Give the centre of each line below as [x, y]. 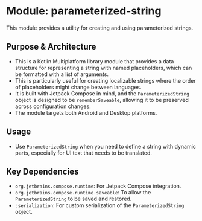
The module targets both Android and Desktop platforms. [86, 112]
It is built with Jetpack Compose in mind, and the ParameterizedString [102, 93]
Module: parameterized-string [84, 11]
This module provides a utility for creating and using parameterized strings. [100, 28]
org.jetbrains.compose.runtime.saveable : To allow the [83, 193]
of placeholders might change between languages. [78, 87]
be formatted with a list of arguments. [62, 74]
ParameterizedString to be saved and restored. [73, 199]
